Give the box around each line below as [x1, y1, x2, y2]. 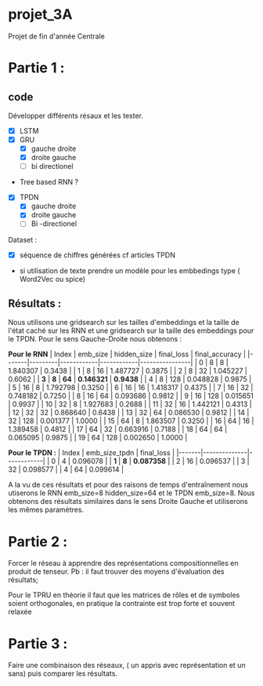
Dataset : [8, 235, 38, 244]
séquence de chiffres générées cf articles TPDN [19, 250, 176, 260]
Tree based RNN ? [19, 177, 79, 187]
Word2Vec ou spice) [19, 274, 86, 283]
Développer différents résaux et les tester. [8, 111, 143, 120]
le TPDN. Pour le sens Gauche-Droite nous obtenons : [8, 334, 182, 344]
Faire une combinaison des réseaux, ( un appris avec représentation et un [8, 661, 246, 670]
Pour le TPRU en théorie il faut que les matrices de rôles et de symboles [8, 590, 240, 600]
